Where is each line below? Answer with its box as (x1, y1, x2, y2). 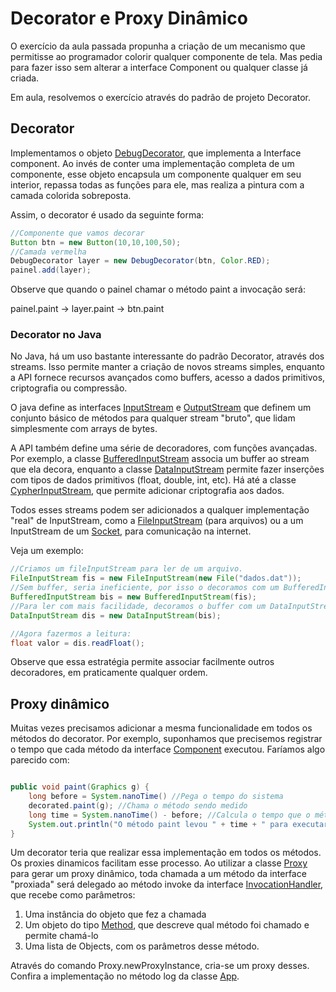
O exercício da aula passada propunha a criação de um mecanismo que (10, 40, 306, 52)
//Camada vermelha (10, 247, 87, 257)
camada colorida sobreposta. (10, 189, 132, 201)
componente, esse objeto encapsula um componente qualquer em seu (10, 168, 302, 180)
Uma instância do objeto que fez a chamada (24, 908, 207, 921)
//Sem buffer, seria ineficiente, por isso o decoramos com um (10, 583, 280, 593)
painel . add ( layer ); (10, 265, 92, 276)
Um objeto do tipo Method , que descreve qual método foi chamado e (24, 919, 310, 931)
